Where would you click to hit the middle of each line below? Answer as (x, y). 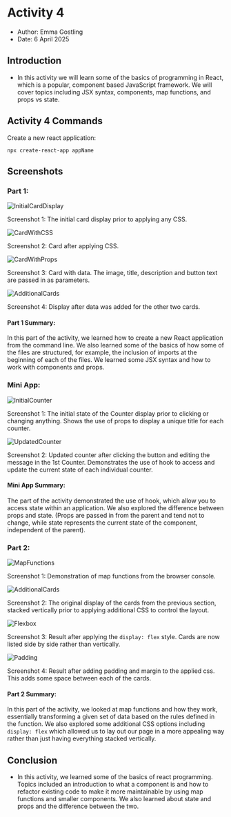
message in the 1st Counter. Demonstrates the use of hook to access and (111, 462)
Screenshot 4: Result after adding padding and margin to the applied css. (111, 671)
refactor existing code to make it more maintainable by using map (110, 791)
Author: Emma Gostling (50, 32)
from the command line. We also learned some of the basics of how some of (116, 345)
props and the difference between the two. (78, 806)
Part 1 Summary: (31, 323)
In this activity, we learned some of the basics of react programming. (115, 777)
